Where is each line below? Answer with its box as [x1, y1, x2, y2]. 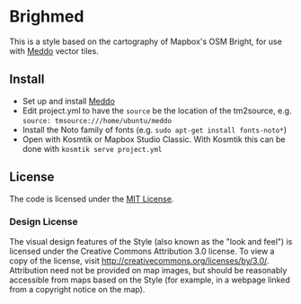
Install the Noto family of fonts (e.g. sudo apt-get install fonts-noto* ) [22, 124, 288, 135]
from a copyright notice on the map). [9, 283, 146, 294]
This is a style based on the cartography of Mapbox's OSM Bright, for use [9, 36, 283, 47]
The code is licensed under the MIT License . [9, 193, 174, 204]
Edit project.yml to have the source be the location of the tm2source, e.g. [22, 105, 292, 116]
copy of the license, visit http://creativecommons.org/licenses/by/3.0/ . [9, 255, 270, 266]
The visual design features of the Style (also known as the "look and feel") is [9, 236, 293, 246]
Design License [9, 216, 78, 228]
